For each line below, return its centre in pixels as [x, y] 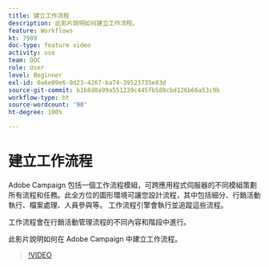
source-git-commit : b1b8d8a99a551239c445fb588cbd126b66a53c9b [114, 90]
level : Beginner [35, 75]
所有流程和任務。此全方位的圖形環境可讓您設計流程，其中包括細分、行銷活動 [134, 195]
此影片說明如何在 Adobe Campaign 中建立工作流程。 [95, 239]
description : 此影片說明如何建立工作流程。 [73, 23]
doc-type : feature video [50, 46]
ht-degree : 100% [35, 113]
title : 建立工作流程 [39, 16]
